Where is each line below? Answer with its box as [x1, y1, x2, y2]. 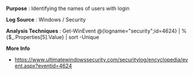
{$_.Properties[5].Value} [6, 34, 64, 40]
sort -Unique [68, 34, 99, 40]
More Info [6, 45, 30, 52]
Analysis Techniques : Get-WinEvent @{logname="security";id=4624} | [6, 27, 181, 34]
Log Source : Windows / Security [6, 16, 86, 23]
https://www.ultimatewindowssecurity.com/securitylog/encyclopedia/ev [14, 56, 188, 63]
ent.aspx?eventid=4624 [14, 62, 72, 69]
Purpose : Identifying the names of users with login [6, 5, 130, 12]
